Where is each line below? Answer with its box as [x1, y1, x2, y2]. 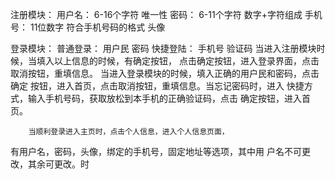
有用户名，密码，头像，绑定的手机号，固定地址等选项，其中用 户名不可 [10, 146, 302, 157]
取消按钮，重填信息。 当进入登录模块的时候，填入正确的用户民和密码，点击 [10, 68, 320, 79]
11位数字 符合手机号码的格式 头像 [29, 21, 166, 33]
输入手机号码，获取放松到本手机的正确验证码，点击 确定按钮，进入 [27, 93, 302, 104]
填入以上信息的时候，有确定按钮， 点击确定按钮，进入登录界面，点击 [36, 55, 320, 67]
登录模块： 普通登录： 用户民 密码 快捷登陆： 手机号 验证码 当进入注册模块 [10, 43, 317, 54]
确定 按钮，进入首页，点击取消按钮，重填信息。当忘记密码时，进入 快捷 [10, 80, 305, 92]
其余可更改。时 [27, 158, 90, 170]
